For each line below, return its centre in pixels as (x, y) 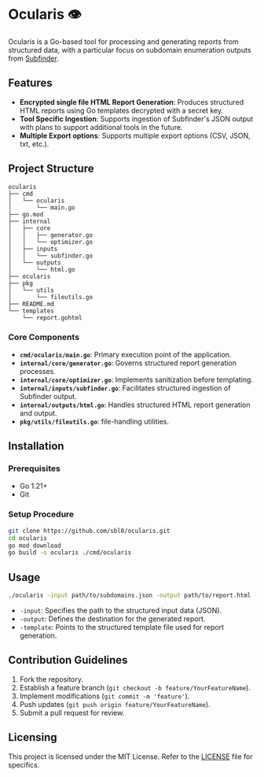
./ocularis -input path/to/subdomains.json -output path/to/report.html (130, 596)
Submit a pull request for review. (72, 712)
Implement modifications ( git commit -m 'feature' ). (104, 696)
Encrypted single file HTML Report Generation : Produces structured (132, 102)
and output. (38, 413)
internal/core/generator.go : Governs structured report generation (128, 363)
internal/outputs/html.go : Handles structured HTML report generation (135, 405)
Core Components (44, 337)
